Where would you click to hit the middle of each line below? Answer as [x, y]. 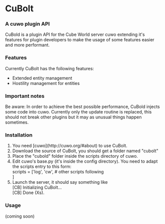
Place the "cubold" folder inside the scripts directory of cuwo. [75, 156]
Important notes [25, 96]
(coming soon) [20, 216]
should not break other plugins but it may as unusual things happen [73, 117]
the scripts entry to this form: [42, 167]
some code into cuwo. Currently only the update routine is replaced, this [78, 112]
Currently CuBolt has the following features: [50, 68]
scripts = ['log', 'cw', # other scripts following [58, 172]
